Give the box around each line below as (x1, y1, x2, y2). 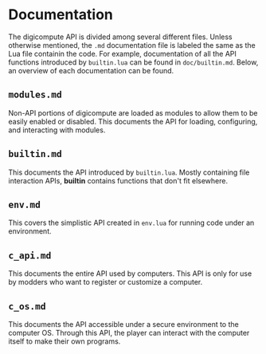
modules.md (8, 89, 62, 100)
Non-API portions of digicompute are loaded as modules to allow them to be (8, 108, 258, 117)
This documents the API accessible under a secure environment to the (8, 320, 239, 328)
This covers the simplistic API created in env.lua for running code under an (8, 218, 255, 228)
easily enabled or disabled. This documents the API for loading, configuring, (8, 116, 258, 126)
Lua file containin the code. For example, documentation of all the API (8, 49, 237, 58)
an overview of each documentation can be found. (8, 65, 174, 75)
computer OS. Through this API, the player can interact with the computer (8, 328, 250, 337)
